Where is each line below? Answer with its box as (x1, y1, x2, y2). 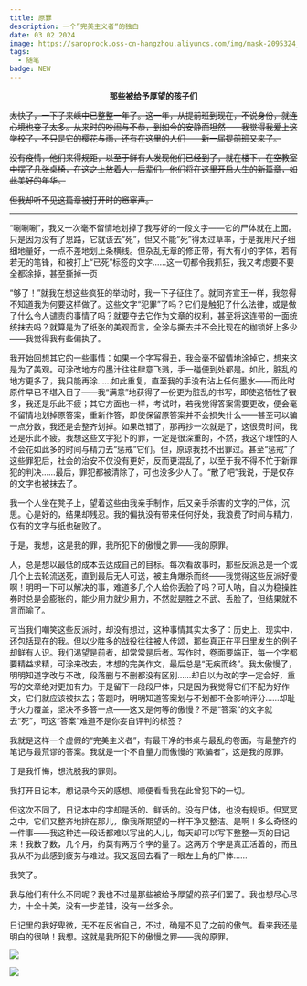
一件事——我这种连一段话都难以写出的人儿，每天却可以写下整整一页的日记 (9, 827, 290, 838)
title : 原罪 (9, 13, 52, 23)
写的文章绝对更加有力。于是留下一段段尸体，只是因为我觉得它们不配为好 (9, 681, 281, 692)
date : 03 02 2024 (9, 30, 76, 39)
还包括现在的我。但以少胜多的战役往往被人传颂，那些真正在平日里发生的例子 (9, 635, 298, 646)
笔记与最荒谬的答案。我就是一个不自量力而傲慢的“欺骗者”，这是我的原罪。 (9, 746, 290, 757)
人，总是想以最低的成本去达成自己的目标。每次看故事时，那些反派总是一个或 (9, 559, 298, 570)
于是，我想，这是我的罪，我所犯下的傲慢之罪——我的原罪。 (9, 540, 234, 551)
